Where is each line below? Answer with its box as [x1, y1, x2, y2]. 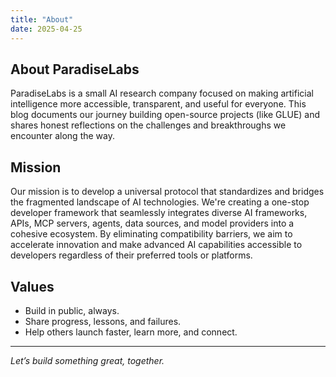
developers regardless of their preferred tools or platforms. [10, 249, 253, 261]
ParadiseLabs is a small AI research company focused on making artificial [10, 87, 314, 100]
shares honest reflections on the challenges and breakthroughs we [10, 119, 287, 131]
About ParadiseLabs [10, 61, 140, 78]
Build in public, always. [24, 304, 120, 316]
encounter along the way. [10, 130, 115, 142]
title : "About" [10, 14, 74, 25]
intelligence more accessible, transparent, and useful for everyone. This [10, 98, 307, 110]
